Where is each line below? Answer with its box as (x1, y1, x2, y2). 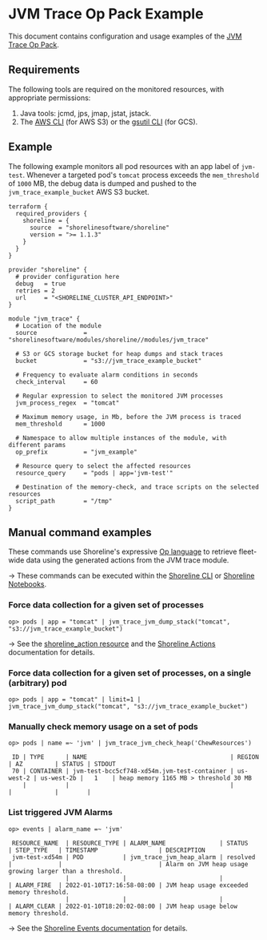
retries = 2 (15, 286, 56, 295)
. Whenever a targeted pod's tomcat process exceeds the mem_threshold (22, 170, 260, 180)
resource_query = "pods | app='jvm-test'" (15, 469, 173, 477)
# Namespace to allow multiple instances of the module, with (15, 434, 227, 442)
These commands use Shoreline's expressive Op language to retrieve (8, 547, 237, 557)
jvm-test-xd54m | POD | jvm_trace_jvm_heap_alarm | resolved (11, 853, 256, 861)
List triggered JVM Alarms (8, 807, 114, 818)
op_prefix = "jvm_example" (15, 448, 137, 456)
